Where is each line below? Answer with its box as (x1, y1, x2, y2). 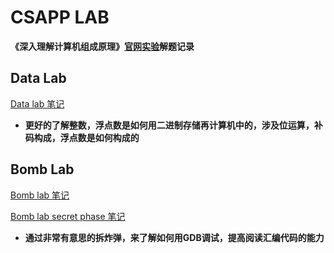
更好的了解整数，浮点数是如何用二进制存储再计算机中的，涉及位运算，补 (24, 119, 323, 131)
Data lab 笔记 (10, 97, 65, 110)
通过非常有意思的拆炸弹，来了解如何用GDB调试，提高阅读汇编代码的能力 (24, 231, 325, 243)
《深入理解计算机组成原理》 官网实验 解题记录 (10, 40, 195, 52)
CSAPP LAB (10, 6, 110, 29)
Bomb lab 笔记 (10, 189, 70, 201)
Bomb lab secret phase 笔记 (10, 210, 126, 222)
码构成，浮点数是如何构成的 (24, 131, 140, 143)
